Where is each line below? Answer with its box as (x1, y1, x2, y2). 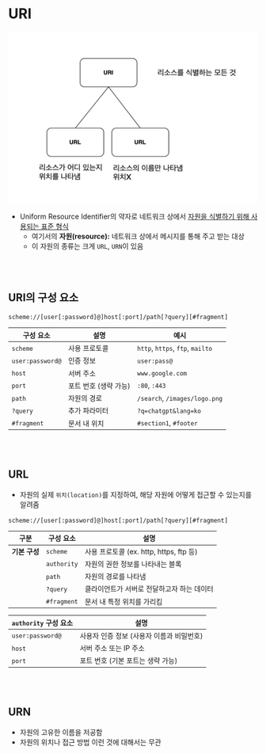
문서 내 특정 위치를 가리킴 (84, 596, 163, 606)
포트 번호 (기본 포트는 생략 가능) (79, 656, 178, 665)
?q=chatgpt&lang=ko (137, 407, 202, 415)
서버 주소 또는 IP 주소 (79, 643, 145, 653)
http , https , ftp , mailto (137, 343, 212, 352)
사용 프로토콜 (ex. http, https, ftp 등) (84, 546, 198, 556)
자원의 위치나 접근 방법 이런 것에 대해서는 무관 (19, 737, 161, 747)
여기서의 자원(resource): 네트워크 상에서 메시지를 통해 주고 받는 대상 (31, 231, 245, 242)
